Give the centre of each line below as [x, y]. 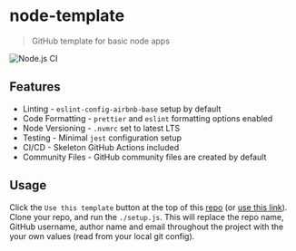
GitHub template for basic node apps [101, 41]
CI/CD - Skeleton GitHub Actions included [101, 147]
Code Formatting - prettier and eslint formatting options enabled [148, 118]
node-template [67, 16]
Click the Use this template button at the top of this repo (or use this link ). [148, 207]
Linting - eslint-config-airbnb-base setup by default [122, 109]
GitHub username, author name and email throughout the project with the [147, 227]
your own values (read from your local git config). [102, 236]
